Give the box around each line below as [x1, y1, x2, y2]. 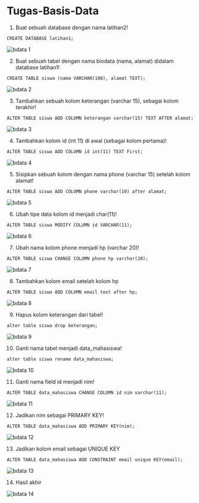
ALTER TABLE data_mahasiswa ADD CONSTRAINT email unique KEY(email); [7, 457, 184, 462]
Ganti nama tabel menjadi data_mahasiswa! [15, 344, 122, 352]
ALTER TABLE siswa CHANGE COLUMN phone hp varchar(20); [7, 255, 148, 262]
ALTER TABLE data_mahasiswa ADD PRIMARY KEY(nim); [7, 423, 135, 429]
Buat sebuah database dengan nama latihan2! [15, 24, 129, 31]
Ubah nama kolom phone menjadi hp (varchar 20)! [15, 244, 139, 251]
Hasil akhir [15, 479, 42, 486]
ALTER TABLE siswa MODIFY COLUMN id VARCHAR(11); [7, 222, 133, 228]
